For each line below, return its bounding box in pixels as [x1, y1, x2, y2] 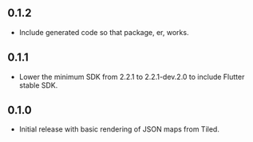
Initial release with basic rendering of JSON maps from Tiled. [18, 124, 220, 134]
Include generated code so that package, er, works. [18, 27, 189, 37]
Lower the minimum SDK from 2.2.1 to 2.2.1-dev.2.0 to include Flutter [18, 72, 245, 81]
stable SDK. [18, 80, 58, 90]
